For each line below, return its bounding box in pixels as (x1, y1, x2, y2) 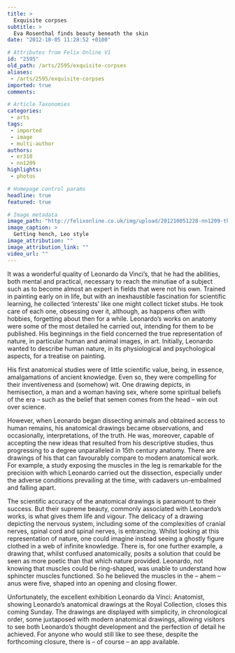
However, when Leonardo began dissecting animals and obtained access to (7, 416, 225, 425)
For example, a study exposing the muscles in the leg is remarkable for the (7, 461, 222, 469)
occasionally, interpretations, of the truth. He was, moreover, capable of (7, 431, 215, 440)
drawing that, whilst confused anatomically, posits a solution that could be (7, 549, 221, 558)
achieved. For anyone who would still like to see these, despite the (7, 630, 199, 638)
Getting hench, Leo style (13, 231, 90, 238)
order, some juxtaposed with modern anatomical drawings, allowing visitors (7, 615, 225, 624)
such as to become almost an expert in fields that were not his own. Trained (7, 284, 226, 293)
